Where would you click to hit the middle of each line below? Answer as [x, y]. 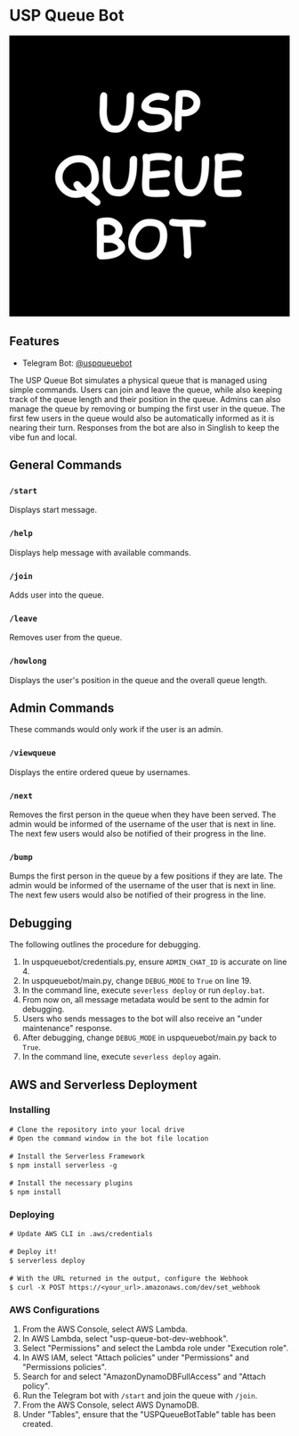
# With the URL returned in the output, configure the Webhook [129, 1279]
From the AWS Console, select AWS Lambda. [105, 1329]
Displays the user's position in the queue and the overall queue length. [138, 680]
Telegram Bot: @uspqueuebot [77, 363]
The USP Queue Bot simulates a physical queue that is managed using [138, 380]
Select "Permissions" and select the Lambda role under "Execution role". [155, 1349]
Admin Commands [62, 709]
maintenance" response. [67, 1028]
